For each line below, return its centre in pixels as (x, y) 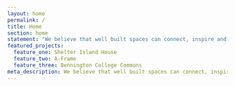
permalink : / (26, 20)
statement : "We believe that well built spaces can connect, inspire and (117, 40)
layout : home (26, 14)
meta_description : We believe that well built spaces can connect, (108, 71)
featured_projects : (36, 46)
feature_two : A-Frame (45, 59)
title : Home (24, 26)
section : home (28, 33)
